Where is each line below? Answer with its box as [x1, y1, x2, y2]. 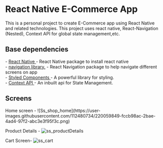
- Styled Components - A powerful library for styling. [5, 74, 114, 80]
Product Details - [5, 127, 41, 133]
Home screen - [5, 107, 37, 113]
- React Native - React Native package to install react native [5, 58, 129, 64]
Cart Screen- [5, 137, 33, 143]
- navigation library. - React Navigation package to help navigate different [5, 63, 157, 69]
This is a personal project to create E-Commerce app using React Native [5, 20, 155, 26]
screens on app [5, 69, 38, 75]
